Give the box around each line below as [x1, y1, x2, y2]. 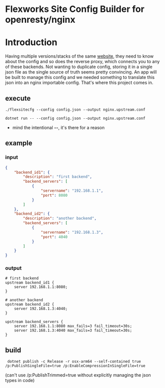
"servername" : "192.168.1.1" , [40, 188, 103, 193]
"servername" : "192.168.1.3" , [40, 230, 103, 234]
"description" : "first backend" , [23, 174, 92, 179]
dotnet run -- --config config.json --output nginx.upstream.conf [5, 116, 146, 121]
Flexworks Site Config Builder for [5, 3, 145, 15]
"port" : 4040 [40, 234, 68, 239]
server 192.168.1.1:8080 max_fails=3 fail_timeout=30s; [14, 324, 133, 329]
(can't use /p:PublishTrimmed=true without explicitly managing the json [5, 372, 151, 378]
